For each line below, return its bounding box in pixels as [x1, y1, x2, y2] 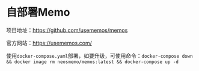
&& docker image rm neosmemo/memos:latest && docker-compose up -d [6, 58, 179, 65]
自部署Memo [6, 5, 70, 19]
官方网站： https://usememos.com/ [6, 39, 92, 46]
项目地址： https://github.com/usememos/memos [6, 26, 128, 34]
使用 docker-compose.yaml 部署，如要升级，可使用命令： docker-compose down [6, 52, 194, 59]
